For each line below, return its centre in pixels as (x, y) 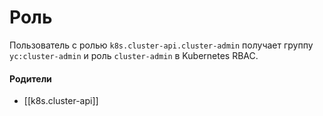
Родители (30, 78)
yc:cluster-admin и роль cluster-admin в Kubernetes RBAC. (134, 55)
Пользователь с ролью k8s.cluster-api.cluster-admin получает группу (161, 45)
